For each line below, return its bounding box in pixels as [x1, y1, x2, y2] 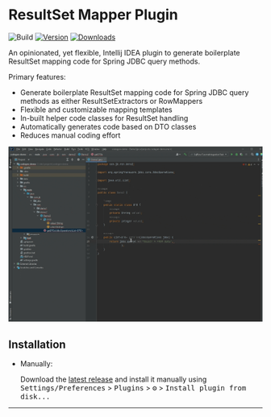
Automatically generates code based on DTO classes [19, 122, 197, 131]
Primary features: [8, 72, 66, 81]
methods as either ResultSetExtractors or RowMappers [19, 96, 203, 105]
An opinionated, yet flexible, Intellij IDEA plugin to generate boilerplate [8, 47, 240, 57]
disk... [19, 392, 51, 402]
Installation [8, 337, 66, 351]
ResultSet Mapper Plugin [8, 6, 179, 24]
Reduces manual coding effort [19, 130, 121, 140]
